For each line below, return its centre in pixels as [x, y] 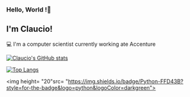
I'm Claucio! [29, 29]
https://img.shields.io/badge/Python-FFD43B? [126, 81]
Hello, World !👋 [29, 10]
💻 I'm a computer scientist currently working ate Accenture [81, 44]
